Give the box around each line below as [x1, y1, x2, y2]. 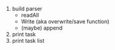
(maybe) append [21, 24, 63, 31]
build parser [11, 5, 42, 12]
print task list [11, 37, 45, 44]
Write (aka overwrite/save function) [21, 18, 110, 25]
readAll [21, 11, 39, 19]
